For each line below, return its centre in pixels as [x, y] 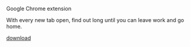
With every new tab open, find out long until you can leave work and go [95, 20]
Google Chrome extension [39, 9]
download [19, 38]
